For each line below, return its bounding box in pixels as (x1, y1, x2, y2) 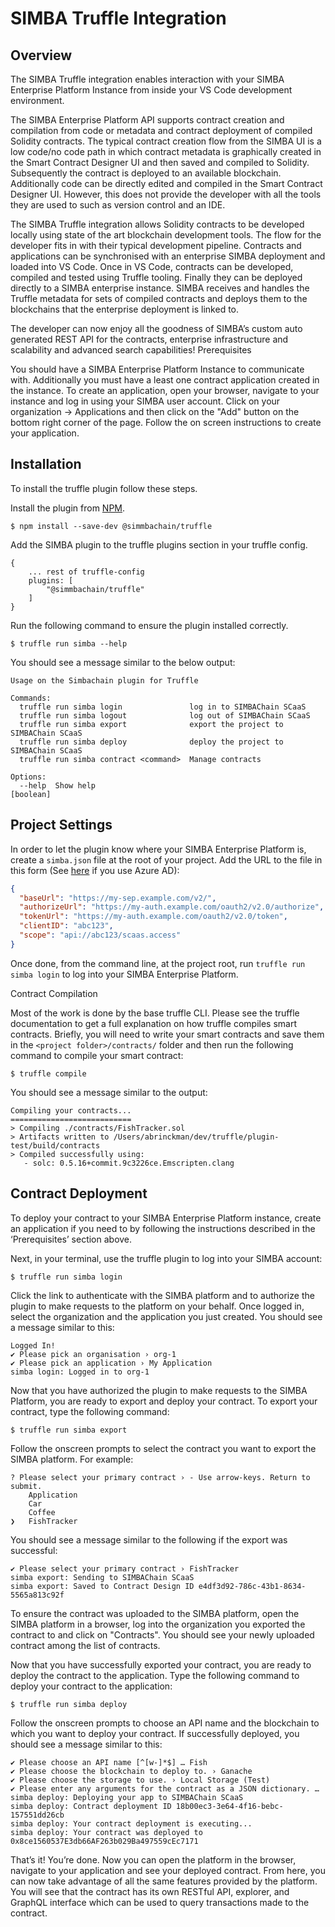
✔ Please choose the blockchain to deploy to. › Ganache (10, 1766, 253, 1776)
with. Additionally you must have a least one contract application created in (10, 374, 320, 386)
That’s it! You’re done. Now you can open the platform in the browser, (10, 1853, 297, 1866)
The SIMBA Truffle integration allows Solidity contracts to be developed (10, 218, 305, 230)
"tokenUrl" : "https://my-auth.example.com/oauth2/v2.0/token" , (19, 912, 288, 922)
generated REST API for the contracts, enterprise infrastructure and (10, 333, 289, 345)
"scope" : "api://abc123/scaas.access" (19, 930, 182, 940)
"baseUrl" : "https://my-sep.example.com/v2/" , (19, 893, 217, 903)
